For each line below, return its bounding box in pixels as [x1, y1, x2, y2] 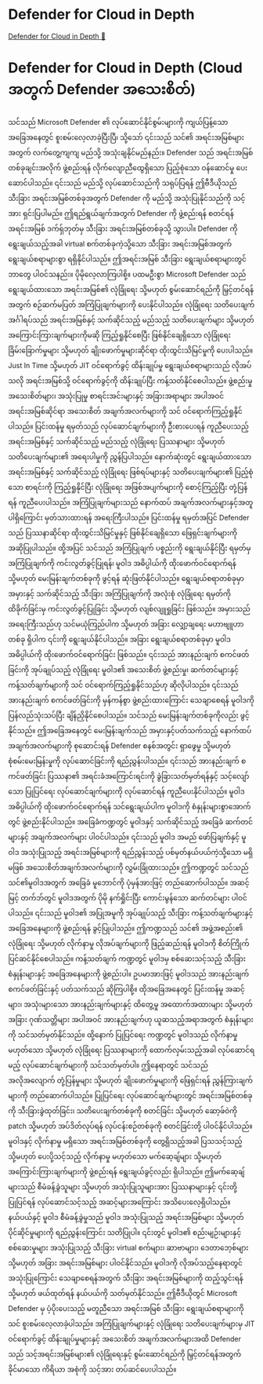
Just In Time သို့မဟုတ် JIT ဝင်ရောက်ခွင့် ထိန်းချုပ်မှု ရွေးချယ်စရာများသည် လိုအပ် [8, 360, 252, 370]
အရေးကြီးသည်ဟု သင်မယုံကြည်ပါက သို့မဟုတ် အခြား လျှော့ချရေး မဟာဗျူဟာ [8, 619, 244, 629]
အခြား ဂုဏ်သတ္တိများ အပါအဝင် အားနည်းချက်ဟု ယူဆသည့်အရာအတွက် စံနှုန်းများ [8, 1014, 254, 1024]
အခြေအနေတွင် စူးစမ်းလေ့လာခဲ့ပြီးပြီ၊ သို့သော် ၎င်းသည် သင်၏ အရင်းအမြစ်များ [8, 132, 245, 142]
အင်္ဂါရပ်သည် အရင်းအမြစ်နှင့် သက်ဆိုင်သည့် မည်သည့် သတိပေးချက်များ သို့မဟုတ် [8, 315, 254, 324]
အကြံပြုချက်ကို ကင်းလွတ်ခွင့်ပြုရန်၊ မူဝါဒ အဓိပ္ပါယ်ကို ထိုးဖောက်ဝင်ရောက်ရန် [8, 558, 237, 568]
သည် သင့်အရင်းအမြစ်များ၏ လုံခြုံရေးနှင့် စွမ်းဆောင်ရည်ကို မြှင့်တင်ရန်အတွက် [8, 1349, 242, 1359]
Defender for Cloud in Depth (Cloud [8, 59, 243, 77]
